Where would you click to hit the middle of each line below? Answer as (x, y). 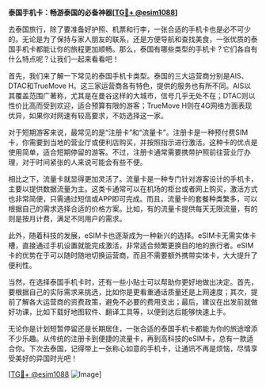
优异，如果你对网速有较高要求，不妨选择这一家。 (88, 115)
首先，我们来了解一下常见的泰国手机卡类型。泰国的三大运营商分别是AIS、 (128, 76)
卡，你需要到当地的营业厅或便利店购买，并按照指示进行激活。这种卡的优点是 (133, 142)
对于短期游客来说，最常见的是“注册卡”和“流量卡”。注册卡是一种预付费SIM (128, 132)
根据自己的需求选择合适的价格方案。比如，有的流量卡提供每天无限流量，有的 (133, 209)
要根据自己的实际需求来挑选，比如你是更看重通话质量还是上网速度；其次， (129, 292)
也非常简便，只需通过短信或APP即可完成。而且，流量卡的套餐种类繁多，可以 (133, 199)
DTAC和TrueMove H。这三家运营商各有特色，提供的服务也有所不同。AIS (126, 86)
